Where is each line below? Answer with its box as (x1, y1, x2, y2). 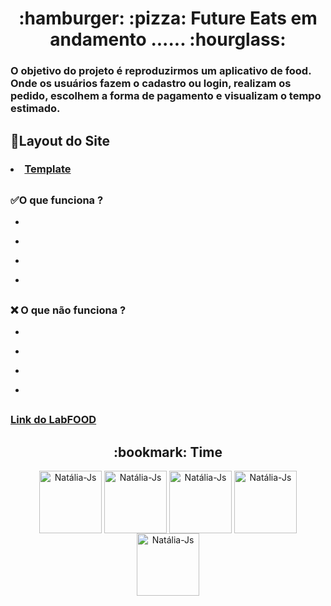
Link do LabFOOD (10, 413, 97, 427)
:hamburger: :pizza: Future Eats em (18, 7, 318, 30)
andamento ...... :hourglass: (49, 28, 287, 51)
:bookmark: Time (113, 443, 223, 461)
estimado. (10, 102, 61, 116)
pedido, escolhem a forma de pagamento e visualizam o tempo (10, 89, 322, 103)
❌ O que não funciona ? (10, 303, 127, 317)
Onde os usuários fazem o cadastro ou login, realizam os (10, 77, 292, 91)
